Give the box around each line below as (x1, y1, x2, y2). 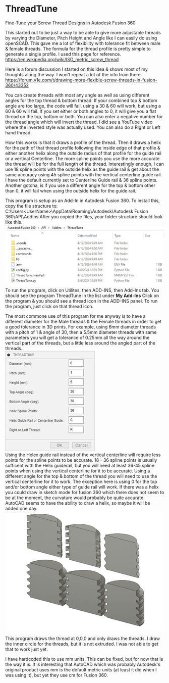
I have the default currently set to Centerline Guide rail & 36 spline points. (5, 177, 158, 183)
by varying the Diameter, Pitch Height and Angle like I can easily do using (5, 35, 157, 41)
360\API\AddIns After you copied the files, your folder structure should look (5, 213, 163, 220)
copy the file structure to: (5, 203, 58, 209)
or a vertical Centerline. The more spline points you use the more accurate (5, 155, 160, 162)
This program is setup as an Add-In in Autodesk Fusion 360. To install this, (5, 198, 160, 204)
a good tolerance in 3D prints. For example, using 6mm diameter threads (5, 324, 156, 330)
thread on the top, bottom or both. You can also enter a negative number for (5, 113, 163, 119)
